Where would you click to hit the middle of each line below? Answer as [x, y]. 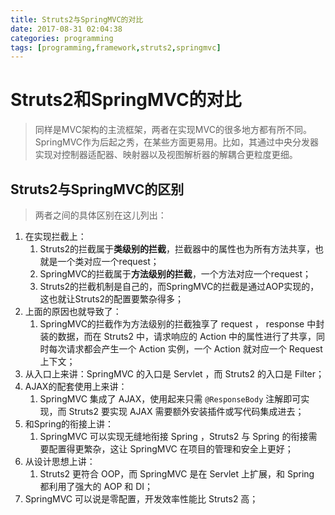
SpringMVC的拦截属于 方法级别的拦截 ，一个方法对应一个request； [175, 274]
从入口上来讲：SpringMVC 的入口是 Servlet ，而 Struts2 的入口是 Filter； [174, 374]
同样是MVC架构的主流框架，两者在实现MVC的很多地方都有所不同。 [173, 130]
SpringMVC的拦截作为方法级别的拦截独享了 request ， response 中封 [182, 324]
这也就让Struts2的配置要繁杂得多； [112, 299]
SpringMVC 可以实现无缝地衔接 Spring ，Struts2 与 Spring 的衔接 [174, 436]
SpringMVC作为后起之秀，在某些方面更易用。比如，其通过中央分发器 [177, 142]
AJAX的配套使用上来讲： [76, 386]
